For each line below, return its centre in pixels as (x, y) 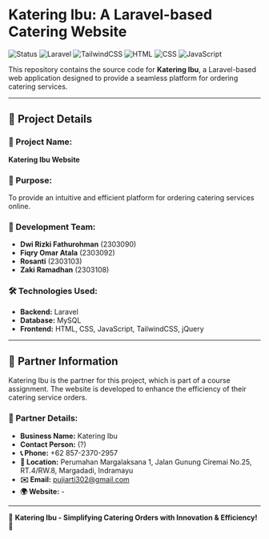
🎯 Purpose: (30, 180)
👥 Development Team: (52, 227)
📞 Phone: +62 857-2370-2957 (69, 453)
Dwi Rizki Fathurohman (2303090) (78, 244)
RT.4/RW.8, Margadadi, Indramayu (76, 470)
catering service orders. (48, 397)
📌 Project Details (50, 119)
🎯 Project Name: (40, 142)
